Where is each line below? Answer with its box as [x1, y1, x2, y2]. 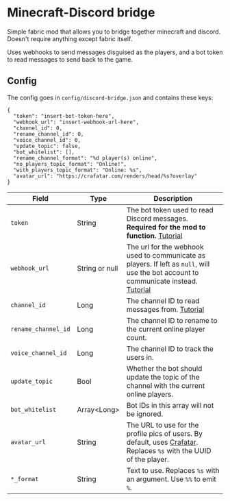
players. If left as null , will [126, 259, 210, 269]
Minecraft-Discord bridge [7, 5, 155, 21]
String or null [77, 263, 118, 273]
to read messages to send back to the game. [7, 55, 133, 63]
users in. [126, 352, 154, 362]
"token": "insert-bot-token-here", [13, 112, 115, 119]
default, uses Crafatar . [126, 437, 199, 447]
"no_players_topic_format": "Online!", [13, 160, 127, 167]
